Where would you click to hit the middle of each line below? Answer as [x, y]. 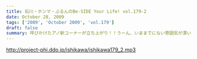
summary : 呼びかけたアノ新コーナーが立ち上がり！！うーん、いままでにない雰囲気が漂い [99, 33]
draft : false [22, 28]
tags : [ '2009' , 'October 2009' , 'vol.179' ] [60, 22]
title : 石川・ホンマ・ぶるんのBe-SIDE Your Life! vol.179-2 [76, 11]
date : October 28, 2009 [35, 17]
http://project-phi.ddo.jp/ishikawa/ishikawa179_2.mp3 [71, 50]
